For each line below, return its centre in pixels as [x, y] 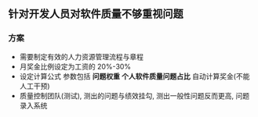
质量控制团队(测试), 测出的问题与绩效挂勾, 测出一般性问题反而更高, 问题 [134, 95]
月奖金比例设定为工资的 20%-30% [75, 66]
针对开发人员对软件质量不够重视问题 [96, 14]
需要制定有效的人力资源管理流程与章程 [81, 56]
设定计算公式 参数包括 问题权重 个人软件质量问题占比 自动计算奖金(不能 [134, 76]
